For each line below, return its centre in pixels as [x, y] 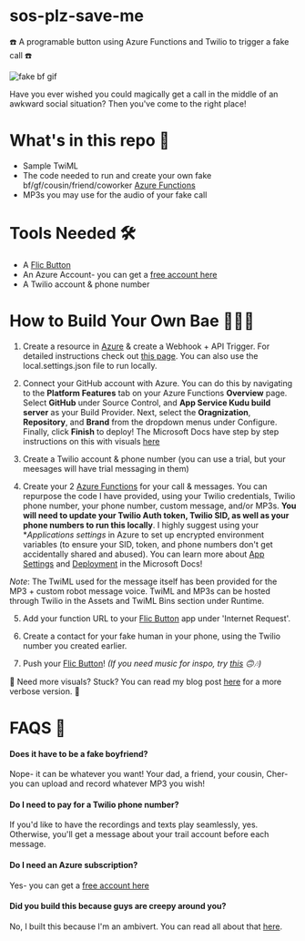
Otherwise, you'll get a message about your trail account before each [139, 834]
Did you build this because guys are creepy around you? [118, 906]
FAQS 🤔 [38, 727]
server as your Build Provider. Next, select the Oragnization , [137, 412]
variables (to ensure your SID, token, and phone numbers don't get [147, 544]
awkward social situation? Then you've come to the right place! [128, 103]
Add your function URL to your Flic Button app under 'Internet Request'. [157, 618]
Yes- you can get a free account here [80, 885]
